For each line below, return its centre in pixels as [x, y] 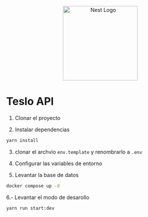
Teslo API [30, 102]
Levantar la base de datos [47, 175]
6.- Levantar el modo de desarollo [48, 197]
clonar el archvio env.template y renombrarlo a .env [78, 151]
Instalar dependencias [42, 129]
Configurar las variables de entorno [58, 163]
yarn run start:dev [30, 208]
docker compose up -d [33, 186]
